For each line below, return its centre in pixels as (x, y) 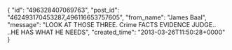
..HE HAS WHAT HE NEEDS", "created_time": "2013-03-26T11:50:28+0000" (116, 32)
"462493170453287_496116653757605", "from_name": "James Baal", (107, 17)
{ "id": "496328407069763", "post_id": (63, 10)
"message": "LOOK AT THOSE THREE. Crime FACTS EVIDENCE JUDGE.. (112, 25)
